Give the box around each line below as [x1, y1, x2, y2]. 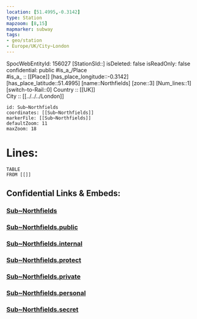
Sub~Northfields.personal [6, 288, 87, 297]
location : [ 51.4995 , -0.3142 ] [6, 9, 81, 15]
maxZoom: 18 [6, 126, 37, 132]
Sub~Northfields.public [6, 223, 78, 231]
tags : [6, 32, 20, 38]
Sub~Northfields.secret [6, 305, 79, 313]
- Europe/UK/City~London [6, 43, 70, 50]
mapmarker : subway [6, 26, 53, 32]
